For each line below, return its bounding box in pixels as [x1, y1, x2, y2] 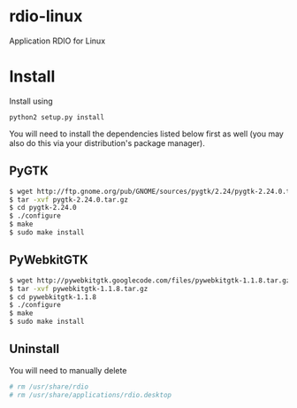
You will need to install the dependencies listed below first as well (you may [9, 128, 285, 139]
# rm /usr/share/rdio [9, 382, 89, 391]
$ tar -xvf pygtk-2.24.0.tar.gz [9, 195, 128, 204]
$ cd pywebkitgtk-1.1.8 [9, 292, 97, 302]
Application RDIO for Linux [9, 35, 106, 46]
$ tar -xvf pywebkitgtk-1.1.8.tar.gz [9, 284, 148, 293]
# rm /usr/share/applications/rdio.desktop [9, 390, 172, 399]
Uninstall [9, 342, 60, 357]
